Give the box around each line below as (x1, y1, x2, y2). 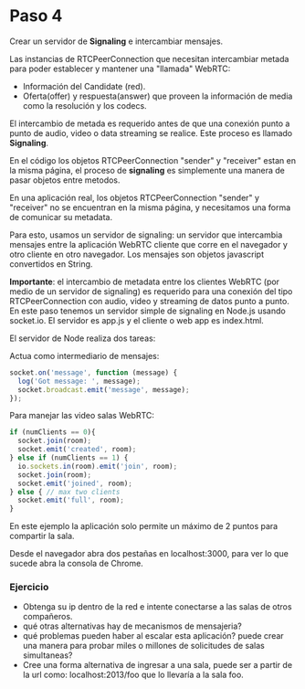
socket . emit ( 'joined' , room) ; (17, 479, 132, 488)
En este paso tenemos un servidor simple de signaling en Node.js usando (9, 305, 286, 316)
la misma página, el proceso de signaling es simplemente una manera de (9, 164, 286, 175)
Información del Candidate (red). (22, 80, 146, 91)
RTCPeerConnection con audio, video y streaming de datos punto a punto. (9, 295, 289, 306)
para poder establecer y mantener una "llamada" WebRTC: (9, 63, 231, 74)
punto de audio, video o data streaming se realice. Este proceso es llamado (9, 127, 293, 138)
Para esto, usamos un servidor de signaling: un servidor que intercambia (9, 229, 283, 240)
